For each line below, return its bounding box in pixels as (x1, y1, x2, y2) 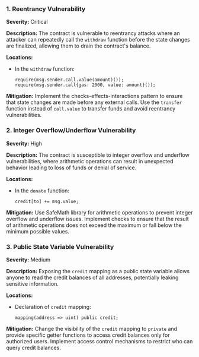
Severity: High (6, 140, 43, 147)
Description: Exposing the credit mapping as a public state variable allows (6, 267, 190, 274)
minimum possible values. (6, 228, 70, 235)
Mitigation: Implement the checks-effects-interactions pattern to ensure (6, 93, 183, 100)
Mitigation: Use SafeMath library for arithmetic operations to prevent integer (6, 208, 193, 216)
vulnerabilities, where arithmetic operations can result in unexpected (6, 157, 174, 165)
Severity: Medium (6, 256, 51, 263)
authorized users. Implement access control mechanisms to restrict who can (6, 337, 193, 345)
